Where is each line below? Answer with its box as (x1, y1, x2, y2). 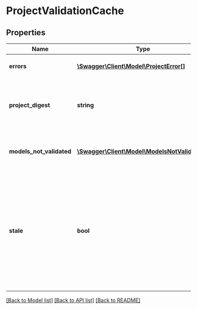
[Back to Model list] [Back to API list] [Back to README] (6, 297, 141, 304)
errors (9, 62, 27, 70)
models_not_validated (9, 147, 72, 155)
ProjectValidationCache (6, 4, 124, 18)
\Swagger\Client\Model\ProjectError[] (77, 62, 186, 70)
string (77, 101, 94, 109)
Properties (6, 28, 46, 38)
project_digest (9, 101, 50, 109)
